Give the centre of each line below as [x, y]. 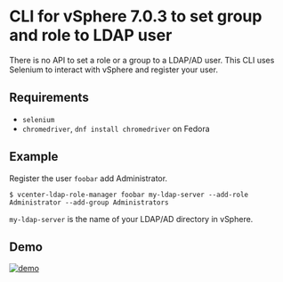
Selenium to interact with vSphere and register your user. [113, 70]
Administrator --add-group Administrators [89, 203]
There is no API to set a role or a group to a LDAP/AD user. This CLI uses [142, 60]
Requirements [49, 98]
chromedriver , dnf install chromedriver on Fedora [116, 129]
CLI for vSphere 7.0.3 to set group [136, 17]
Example [34, 157]
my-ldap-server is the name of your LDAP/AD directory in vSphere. [131, 219]
